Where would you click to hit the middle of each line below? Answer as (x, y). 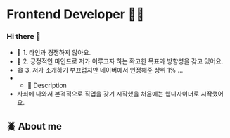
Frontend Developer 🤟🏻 (76, 14)
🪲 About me (34, 126)
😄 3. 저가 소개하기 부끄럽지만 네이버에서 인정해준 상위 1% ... (100, 70)
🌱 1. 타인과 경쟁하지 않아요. (54, 53)
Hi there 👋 (24, 37)
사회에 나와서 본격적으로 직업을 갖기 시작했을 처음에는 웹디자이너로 (108, 94)
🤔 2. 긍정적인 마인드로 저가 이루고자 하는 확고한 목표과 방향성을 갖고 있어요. (120, 61)
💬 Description (47, 86)
